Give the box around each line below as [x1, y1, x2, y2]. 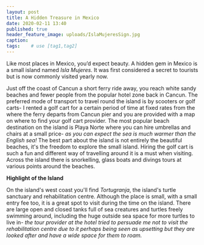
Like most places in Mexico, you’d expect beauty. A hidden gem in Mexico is [6, 59, 198, 67]
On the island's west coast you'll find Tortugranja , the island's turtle [6, 186, 177, 193]
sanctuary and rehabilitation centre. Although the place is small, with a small [6, 192, 197, 200]
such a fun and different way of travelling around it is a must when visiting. [6, 149, 194, 156]
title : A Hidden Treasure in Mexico [6, 15, 99, 21]
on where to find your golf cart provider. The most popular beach [6, 117, 170, 124]
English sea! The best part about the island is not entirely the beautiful [6, 136, 183, 144]
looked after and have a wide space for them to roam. [6, 232, 142, 239]
